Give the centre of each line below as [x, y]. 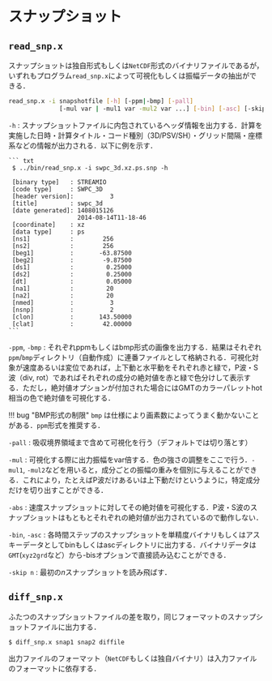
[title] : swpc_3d [57, 203]
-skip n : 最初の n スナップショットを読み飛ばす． [90, 572]
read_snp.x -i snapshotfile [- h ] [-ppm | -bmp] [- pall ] [101, 101]
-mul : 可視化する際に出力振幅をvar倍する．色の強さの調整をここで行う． [130, 460]
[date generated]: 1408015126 [63, 210]
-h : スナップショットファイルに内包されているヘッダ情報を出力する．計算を [136, 125]
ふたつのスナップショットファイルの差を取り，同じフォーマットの [118, 616]
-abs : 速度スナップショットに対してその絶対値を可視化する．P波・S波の [130, 507]
